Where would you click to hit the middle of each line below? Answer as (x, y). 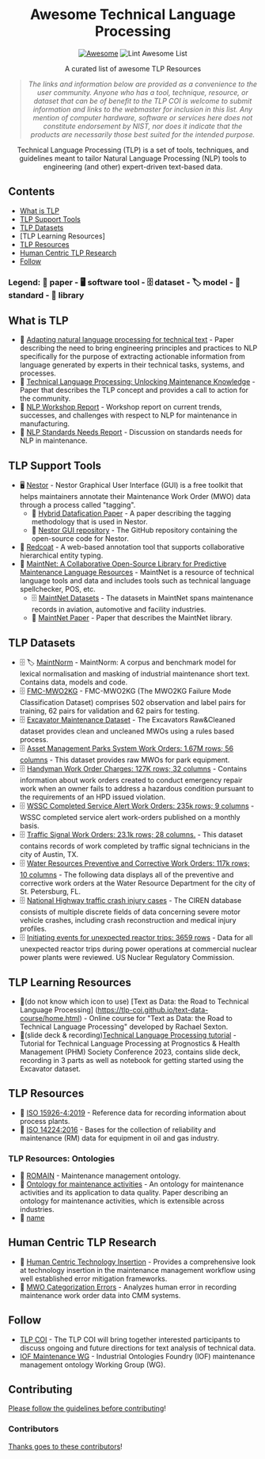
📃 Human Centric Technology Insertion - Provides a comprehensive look (137, 1262)
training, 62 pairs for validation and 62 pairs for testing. (110, 711)
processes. (38, 373)
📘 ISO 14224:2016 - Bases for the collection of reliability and (117, 1129)
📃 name (32, 1218)
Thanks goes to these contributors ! (65, 1446)
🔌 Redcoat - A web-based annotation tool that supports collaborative (132, 547)
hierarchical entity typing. (61, 555)
